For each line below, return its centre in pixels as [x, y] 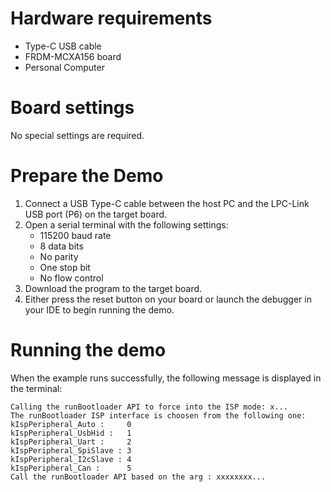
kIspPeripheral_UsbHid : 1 [71, 433]
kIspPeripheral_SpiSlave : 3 [71, 450]
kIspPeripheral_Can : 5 [71, 468]
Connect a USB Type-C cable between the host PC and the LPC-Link [167, 203]
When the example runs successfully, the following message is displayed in [166, 378]
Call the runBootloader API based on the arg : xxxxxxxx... [138, 477]
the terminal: [36, 388]
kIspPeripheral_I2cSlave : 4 [71, 459]
